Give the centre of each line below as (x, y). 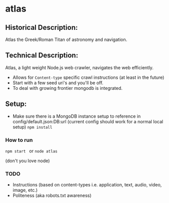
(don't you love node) (28, 161)
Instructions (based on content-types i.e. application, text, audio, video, (87, 185)
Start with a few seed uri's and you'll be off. (58, 83)
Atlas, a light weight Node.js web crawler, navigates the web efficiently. (79, 67)
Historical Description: (41, 28)
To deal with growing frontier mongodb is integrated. (68, 88)
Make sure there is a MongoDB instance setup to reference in (76, 116)
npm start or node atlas (31, 151)
